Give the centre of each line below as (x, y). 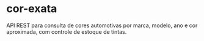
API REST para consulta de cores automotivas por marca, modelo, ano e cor (102, 25)
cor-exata (32, 9)
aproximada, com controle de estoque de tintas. (67, 31)
